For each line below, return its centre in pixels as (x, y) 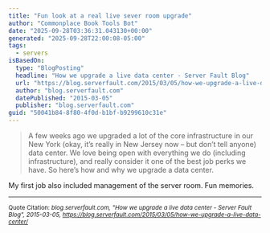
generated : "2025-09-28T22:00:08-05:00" (77, 38)
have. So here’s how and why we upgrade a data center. (121, 170)
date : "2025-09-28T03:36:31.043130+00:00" (80, 31)
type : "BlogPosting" (50, 68)
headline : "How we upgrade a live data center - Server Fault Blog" (133, 76)
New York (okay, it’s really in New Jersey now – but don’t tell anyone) (142, 144)
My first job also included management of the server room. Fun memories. (131, 185)
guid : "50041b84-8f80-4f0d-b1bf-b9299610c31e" (88, 113)
